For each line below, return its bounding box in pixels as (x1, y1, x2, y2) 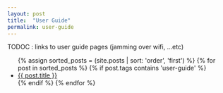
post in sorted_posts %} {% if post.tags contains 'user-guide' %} (17, 64, 207, 73)
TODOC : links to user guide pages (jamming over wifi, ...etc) (7, 43, 184, 51)
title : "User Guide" (7, 17, 71, 24)
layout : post (7, 10, 46, 18)
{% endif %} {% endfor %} (17, 79, 96, 87)
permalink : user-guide (7, 23, 74, 30)
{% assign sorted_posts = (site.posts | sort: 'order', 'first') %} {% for (17, 56, 216, 65)
